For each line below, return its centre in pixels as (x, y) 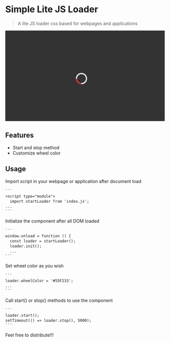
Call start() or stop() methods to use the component (59, 300)
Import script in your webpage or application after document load (73, 181)
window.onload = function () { (38, 236)
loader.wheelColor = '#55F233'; (39, 281)
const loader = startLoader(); (43, 241)
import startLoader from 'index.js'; (50, 201)
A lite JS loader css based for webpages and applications (78, 23)
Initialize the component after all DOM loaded (52, 221)
